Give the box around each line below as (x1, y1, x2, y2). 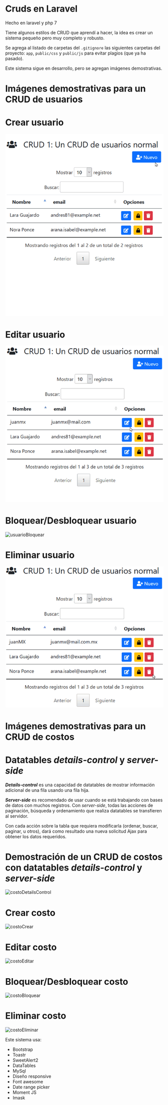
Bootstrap (12, 1046, 33, 1052)
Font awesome (12, 1079, 44, 1085)
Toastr (12, 1052, 26, 1058)
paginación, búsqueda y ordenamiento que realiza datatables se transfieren (5, 807, 162, 813)
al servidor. (5, 813, 29, 819)
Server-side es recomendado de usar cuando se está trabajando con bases (5, 797, 163, 803)
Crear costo (5, 907, 56, 919)
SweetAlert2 (12, 1057, 39, 1064)
